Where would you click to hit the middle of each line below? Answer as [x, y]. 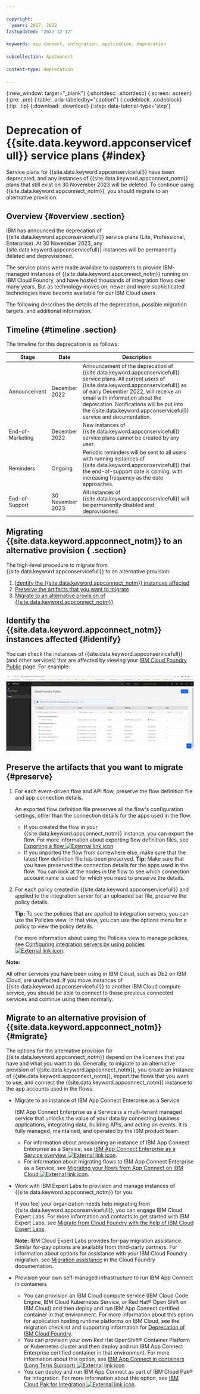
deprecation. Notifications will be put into [133, 404]
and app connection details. [49, 797]
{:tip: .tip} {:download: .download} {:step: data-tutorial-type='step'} [88, 106]
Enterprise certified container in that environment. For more [96, 1353]
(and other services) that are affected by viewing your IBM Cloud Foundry [97, 660]
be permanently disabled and [118, 505]
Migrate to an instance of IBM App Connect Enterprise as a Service [97, 1100]
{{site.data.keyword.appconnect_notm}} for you [74, 1192]
